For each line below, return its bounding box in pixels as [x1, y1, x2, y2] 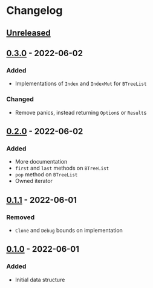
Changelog [6, 4, 63, 18]
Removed [6, 213, 35, 221]
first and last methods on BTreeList [15, 164, 109, 172]
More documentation [15, 158, 68, 165]
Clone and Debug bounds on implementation [15, 226, 123, 234]
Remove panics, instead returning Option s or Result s [15, 109, 147, 116]
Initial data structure [15, 276, 65, 283]
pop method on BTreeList [15, 171, 78, 178]
